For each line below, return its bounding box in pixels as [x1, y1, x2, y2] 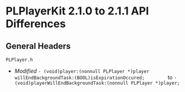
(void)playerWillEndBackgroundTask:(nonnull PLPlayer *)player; [14, 80, 180, 86]
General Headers [5, 41, 71, 51]
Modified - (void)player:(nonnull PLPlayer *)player [14, 67, 149, 75]
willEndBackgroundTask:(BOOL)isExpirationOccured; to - [14, 74, 177, 81]
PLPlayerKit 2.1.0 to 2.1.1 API [5, 4, 149, 18]
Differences [5, 17, 66, 31]
